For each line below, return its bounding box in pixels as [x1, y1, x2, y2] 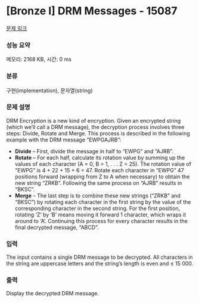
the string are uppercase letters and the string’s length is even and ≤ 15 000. [6, 260, 194, 267]
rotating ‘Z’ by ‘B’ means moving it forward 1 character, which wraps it [14, 211, 186, 218]
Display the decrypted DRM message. [6, 290, 99, 297]
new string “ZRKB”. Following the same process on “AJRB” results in [14, 179, 182, 186]
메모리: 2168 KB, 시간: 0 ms [6, 55, 71, 63]
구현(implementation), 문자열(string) [6, 86, 94, 94]
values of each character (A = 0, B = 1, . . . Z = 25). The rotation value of [14, 160, 192, 168]
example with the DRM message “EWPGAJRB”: [6, 136, 122, 143]
